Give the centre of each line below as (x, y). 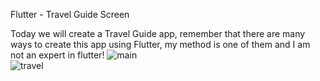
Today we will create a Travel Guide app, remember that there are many (158, 33)
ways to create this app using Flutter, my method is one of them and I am (160, 44)
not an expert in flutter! (57, 55)
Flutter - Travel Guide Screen (70, 14)
